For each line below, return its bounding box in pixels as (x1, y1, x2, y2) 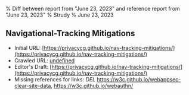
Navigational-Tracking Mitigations (5, 28, 135, 39)
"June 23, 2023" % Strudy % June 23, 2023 (5, 11, 114, 18)
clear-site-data (14, 82, 51, 89)
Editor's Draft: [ (14, 63, 52, 70)
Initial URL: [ (14, 44, 44, 51)
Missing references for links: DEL (14, 75, 96, 83)
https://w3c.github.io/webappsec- (97, 75, 181, 83)
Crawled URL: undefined (14, 56, 75, 64)
